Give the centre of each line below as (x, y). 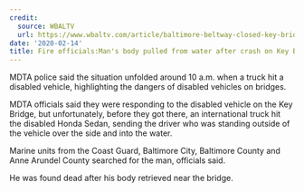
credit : (24, 18)
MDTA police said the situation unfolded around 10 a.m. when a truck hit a (147, 77)
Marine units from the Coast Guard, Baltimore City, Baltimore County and (145, 151)
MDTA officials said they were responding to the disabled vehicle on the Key (151, 104)
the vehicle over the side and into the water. (91, 133)
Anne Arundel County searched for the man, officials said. (118, 160)
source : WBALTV (46, 26)
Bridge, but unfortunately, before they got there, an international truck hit (145, 114)
